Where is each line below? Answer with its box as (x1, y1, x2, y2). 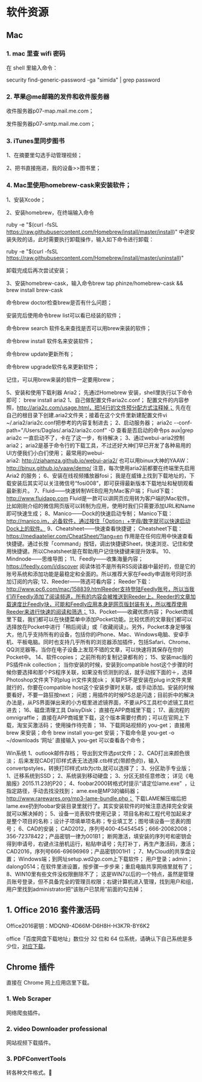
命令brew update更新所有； (6, 350, 75, 357)
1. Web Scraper (6, 994, 51, 1003)
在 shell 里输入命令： (6, 64, 58, 71)
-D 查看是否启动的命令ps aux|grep (108, 426, 194, 434)
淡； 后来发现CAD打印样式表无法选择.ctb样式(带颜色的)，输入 (6, 757, 160, 764)
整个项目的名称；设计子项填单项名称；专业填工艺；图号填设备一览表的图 (11, 817, 191, 824)
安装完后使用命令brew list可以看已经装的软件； (6, 311, 122, 319)
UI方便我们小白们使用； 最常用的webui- (6, 449, 105, 457)
